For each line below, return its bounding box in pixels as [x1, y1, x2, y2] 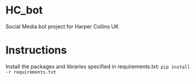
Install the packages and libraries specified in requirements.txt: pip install [5, 63, 191, 70]
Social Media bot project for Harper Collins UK [5, 23, 119, 30]
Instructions [5, 43, 67, 57]
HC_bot [5, 4, 43, 17]
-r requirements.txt [5, 69, 57, 75]
